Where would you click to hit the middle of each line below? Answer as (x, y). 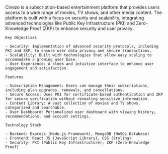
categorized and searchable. (36, 107)
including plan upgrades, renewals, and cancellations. (65, 90)
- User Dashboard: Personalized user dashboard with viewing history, (81, 112)
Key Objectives (21, 37)
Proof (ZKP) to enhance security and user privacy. (82, 28)
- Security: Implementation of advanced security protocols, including (82, 46)
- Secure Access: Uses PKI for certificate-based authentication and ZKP (84, 94)
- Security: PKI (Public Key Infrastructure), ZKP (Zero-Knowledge (77, 142)
